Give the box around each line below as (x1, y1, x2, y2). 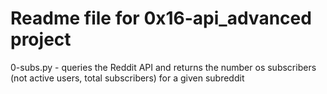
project (10, 28, 72, 51)
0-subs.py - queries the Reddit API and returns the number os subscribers (10, 61, 317, 73)
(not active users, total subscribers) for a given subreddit (10, 72, 245, 84)
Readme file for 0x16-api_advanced (10, 7, 312, 30)
